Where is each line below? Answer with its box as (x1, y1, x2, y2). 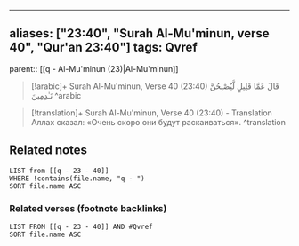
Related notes (9, 143, 87, 158)
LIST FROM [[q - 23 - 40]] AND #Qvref (9, 222, 153, 231)
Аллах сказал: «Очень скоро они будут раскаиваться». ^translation (30, 116, 287, 127)
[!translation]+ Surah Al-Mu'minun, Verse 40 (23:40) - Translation (30, 107, 273, 118)
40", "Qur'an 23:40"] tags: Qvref (9, 40, 198, 55)
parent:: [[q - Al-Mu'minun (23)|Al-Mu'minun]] (9, 63, 179, 74)
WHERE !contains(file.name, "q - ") (9, 174, 145, 183)
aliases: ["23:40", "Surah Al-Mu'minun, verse (9, 26, 270, 41)
